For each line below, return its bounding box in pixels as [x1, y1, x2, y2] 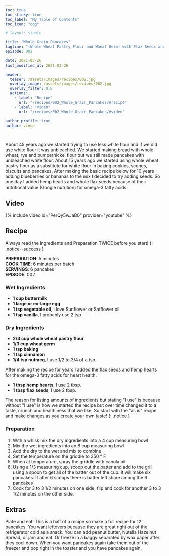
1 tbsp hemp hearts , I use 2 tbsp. [12, 382, 82, 388]
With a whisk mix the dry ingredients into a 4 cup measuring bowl [12, 437, 148, 443]
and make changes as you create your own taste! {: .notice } [5, 413, 130, 419]
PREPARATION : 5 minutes [5, 255, 59, 261]
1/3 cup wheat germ [12, 341, 55, 347]
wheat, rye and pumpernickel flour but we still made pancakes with [5, 152, 144, 158]
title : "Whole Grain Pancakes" [5, 40, 71, 45]
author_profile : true [5, 118, 51, 123]
